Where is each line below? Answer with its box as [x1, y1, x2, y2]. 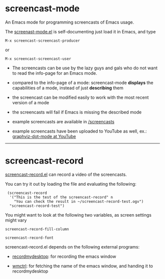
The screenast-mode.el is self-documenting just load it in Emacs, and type [5, 28, 156, 34]
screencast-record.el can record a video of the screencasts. [5, 171, 127, 177]
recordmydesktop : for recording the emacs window [12, 253, 116, 259]
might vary [5, 217, 27, 223]
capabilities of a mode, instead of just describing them [12, 84, 124, 91]
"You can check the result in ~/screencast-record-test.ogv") [14, 199, 144, 204]
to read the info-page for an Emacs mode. [12, 70, 97, 76]
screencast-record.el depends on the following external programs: [5, 244, 140, 250]
